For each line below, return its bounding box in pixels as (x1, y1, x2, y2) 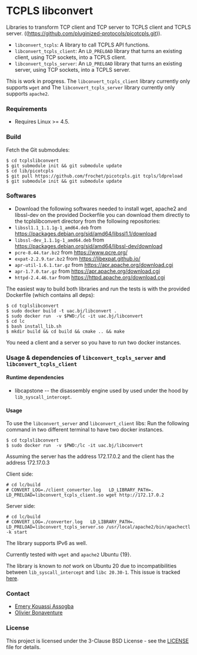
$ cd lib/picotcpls (6, 168, 54, 174)
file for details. (6, 643, 41, 650)
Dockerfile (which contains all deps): (6, 291, 95, 298)
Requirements (6, 105, 48, 113)
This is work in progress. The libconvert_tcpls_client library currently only (6, 78, 191, 85)
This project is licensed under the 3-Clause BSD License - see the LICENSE (6, 637, 189, 644)
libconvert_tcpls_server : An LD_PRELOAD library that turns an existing (14, 60, 182, 67)
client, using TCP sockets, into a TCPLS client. (14, 54, 126, 61)
